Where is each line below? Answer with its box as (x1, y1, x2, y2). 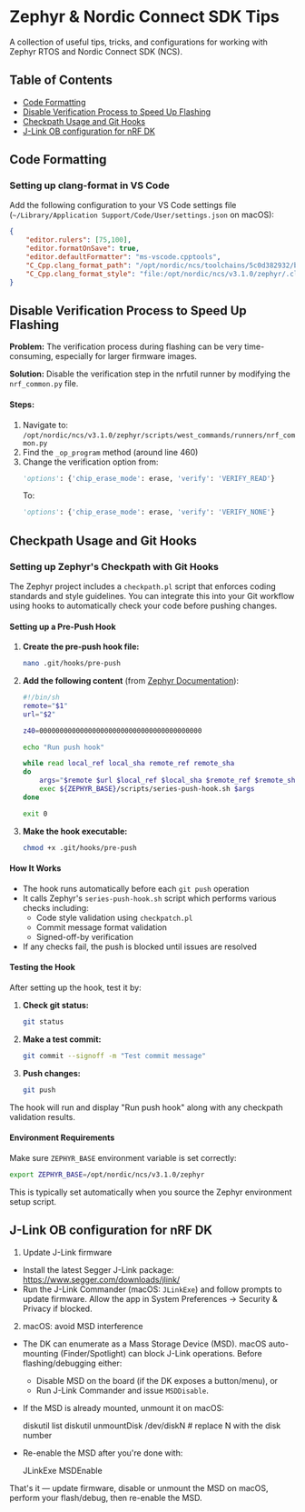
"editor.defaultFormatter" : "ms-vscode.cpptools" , (25, 253, 221, 262)
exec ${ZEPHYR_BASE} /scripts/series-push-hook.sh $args (39, 785, 255, 794)
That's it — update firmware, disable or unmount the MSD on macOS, (9, 1482, 269, 1493)
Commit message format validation (35, 921, 168, 933)
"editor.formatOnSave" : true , (25, 244, 141, 254)
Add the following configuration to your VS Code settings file (9, 200, 237, 211)
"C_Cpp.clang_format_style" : (25, 269, 136, 278)
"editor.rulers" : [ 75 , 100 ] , (25, 235, 132, 245)
